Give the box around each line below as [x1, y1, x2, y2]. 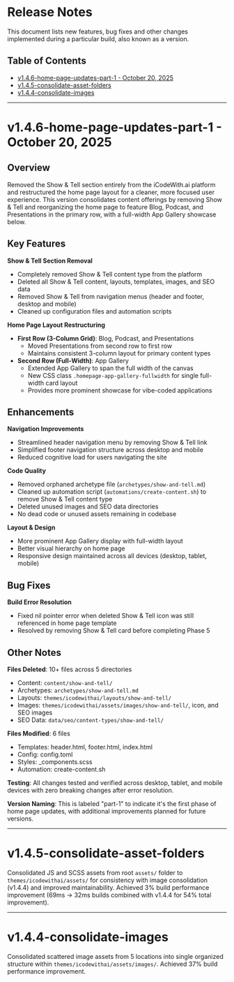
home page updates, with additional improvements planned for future [7, 807, 206, 815]
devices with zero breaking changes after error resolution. [7, 786, 174, 794]
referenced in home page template [17, 619, 117, 627]
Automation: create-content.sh [17, 765, 106, 773]
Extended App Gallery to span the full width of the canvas [27, 364, 194, 372]
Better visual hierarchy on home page [17, 544, 125, 552]
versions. [7, 814, 33, 823]
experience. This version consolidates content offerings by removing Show [7, 195, 223, 203]
